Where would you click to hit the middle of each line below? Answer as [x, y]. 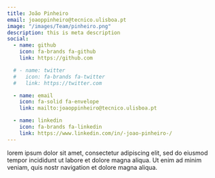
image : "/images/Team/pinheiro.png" [59, 26]
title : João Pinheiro [38, 13]
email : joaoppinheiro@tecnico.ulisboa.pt [67, 20]
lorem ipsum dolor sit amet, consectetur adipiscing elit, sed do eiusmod [107, 153]
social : [18, 39]
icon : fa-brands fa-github [58, 52]
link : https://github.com [56, 58]
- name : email [33, 96]
